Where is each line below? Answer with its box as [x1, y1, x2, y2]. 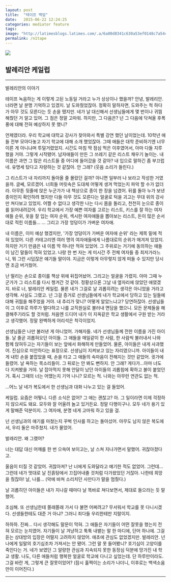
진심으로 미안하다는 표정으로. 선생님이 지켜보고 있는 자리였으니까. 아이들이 [12, 347, 159, 353]
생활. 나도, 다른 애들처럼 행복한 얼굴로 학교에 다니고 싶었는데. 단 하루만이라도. [10, 553, 164, 559]
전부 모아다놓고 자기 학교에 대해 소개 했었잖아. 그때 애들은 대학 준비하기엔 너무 [10, 138, 165, 144]
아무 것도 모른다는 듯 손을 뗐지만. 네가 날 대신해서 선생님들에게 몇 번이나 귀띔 [10, 108, 163, 115]
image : [5, 31, 19, 36]
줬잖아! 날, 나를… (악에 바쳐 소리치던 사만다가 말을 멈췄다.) [10, 476, 126, 482]
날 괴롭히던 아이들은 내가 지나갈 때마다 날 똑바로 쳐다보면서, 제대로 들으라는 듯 [5, 487, 160, 493]
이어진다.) [14, 566, 35, 572]
